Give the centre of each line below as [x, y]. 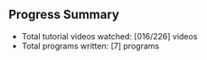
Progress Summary [64, 15]
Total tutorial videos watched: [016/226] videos [109, 36]
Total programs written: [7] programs [90, 46]
